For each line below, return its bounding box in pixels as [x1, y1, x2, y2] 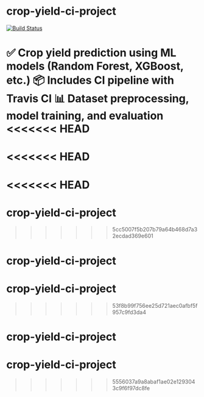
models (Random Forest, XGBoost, [6, 59, 184, 73]
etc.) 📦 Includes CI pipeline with [6, 73, 175, 87]
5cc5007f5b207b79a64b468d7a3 [112, 226, 198, 233]
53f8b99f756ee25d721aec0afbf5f [112, 302, 198, 309]
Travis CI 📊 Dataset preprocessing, [6, 92, 189, 106]
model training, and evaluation [6, 109, 164, 123]
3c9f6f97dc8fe [112, 384, 150, 392]
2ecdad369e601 [112, 232, 153, 239]
